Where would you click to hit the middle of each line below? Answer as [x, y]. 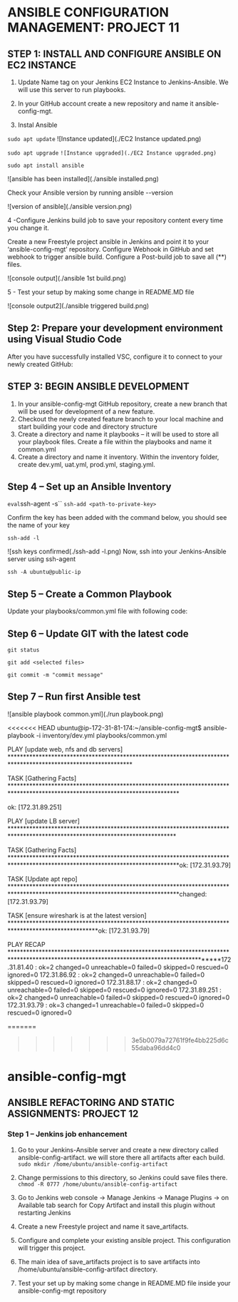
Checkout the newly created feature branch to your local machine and [120, 419]
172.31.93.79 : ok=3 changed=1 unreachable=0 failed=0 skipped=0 [106, 1005]
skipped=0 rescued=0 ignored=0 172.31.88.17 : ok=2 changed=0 [102, 982]
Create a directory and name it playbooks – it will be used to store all [118, 434]
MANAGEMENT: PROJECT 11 [93, 27]
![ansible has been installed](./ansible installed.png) [83, 179]
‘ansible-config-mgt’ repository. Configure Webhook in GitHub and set [110, 249]
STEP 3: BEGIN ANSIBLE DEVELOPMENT [99, 387]
